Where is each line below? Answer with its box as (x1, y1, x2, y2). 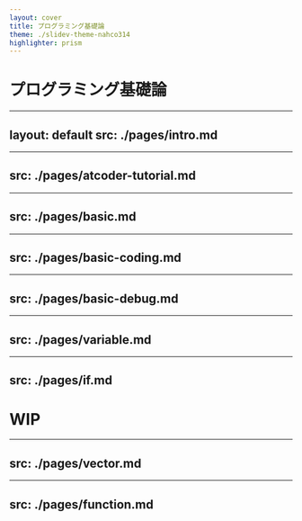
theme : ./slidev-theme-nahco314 (9, 30, 130, 39)
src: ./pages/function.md (9, 497, 155, 512)
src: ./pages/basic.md (9, 209, 137, 225)
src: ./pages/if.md (9, 373, 112, 388)
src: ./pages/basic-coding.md (9, 250, 182, 265)
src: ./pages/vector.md (9, 455, 142, 471)
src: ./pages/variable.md (9, 332, 152, 347)
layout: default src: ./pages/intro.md (9, 127, 218, 142)
